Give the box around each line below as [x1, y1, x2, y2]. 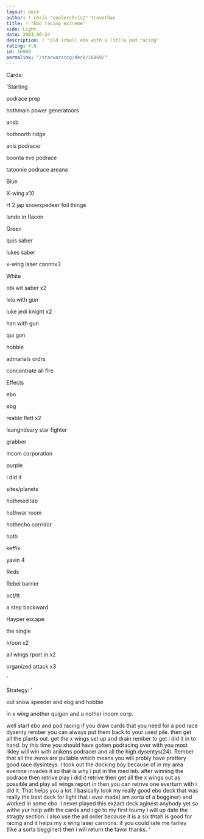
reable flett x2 [6, 414, 41, 421]
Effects [6, 379, 24, 386]
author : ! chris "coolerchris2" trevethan [6, 15, 116, 21]
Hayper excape [6, 615, 44, 623]
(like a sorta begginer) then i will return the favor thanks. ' [6, 826, 150, 833]
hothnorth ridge [6, 130, 46, 137]
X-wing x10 [6, 189, 35, 197]
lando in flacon [6, 213, 44, 220]
